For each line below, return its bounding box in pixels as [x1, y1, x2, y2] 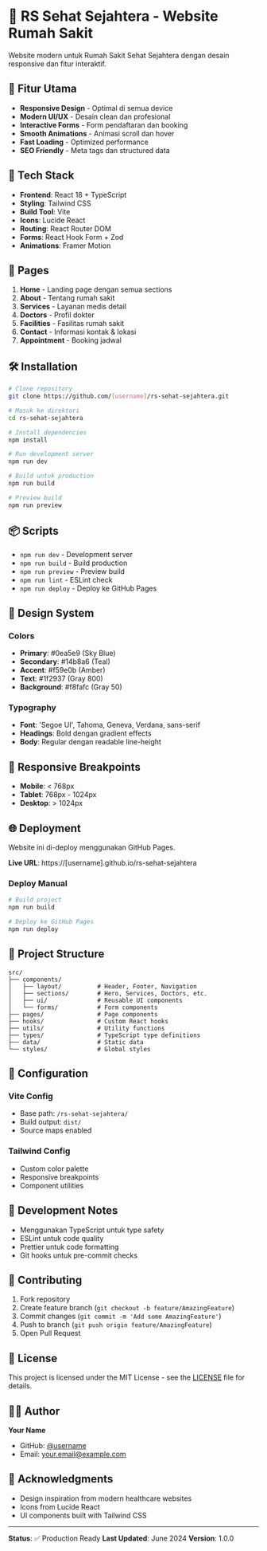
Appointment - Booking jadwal [19, 336, 122, 345]
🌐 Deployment [8, 821, 81, 835]
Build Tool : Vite [19, 206, 71, 216]
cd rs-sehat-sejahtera [8, 414, 83, 422]
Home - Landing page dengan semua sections [19, 285, 172, 294]
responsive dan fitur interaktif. [8, 59, 107, 69]
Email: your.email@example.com [19, 1449, 126, 1459]
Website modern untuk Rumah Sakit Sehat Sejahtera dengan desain [8, 50, 230, 60]
